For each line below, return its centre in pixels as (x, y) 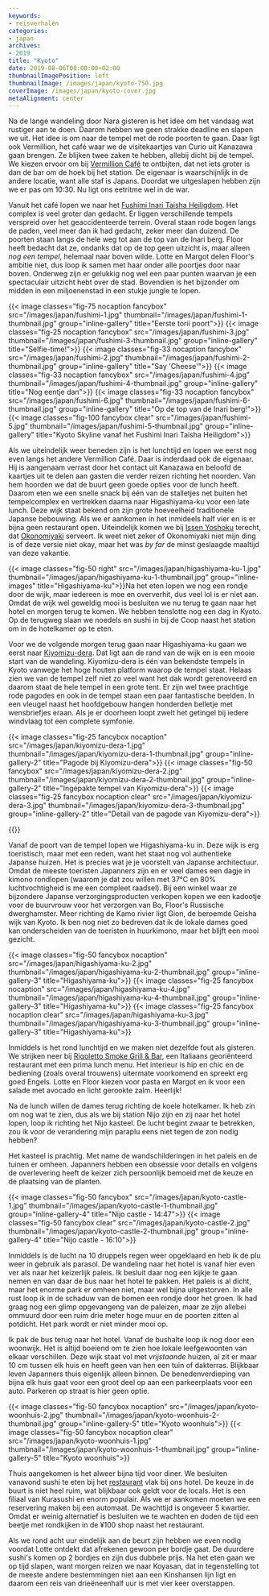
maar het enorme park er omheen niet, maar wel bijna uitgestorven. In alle (130, 1290)
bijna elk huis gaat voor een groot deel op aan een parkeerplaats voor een (130, 1383)
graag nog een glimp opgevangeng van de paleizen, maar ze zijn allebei (127, 1307)
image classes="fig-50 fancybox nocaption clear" (91, 1432)
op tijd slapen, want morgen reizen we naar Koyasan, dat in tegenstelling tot (134, 1566)
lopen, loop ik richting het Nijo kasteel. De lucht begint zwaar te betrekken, (132, 1123)
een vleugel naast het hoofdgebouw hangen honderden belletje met (120, 704)
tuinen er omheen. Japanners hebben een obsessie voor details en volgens (133, 1164)
